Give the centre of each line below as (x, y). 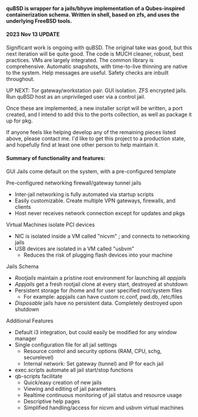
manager (26, 338)
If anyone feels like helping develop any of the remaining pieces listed (91, 132)
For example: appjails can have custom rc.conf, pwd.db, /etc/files (103, 297)
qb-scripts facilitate (39, 376)
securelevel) (39, 357)
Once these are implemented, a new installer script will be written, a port (95, 108)
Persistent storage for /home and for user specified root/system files (98, 290)
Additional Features (30, 321)
